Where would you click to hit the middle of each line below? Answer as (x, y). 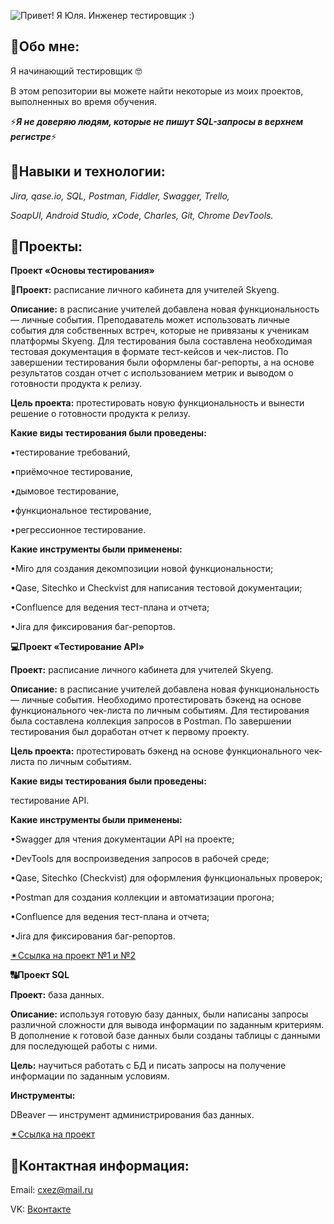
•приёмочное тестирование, (71, 472)
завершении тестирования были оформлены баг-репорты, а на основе (162, 362)
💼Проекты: (46, 246)
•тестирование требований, (70, 452)
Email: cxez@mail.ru (52, 1190)
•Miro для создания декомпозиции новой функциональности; (142, 569)
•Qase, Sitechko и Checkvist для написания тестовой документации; (156, 588)
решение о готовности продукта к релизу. (100, 414)
